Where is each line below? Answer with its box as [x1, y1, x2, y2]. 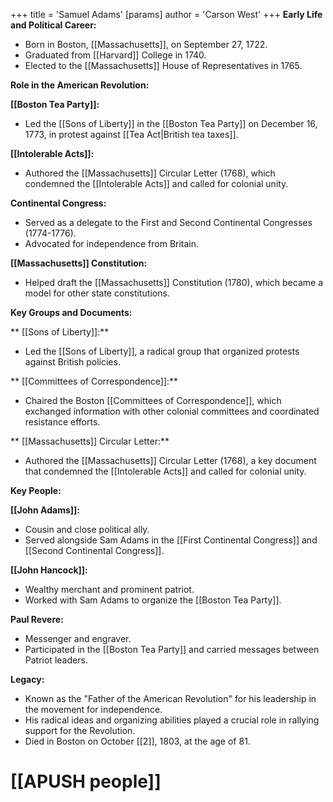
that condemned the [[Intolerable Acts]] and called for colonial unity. [24, 465, 307, 477]
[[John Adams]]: [10, 504, 81, 516]
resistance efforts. [24, 416, 101, 428]
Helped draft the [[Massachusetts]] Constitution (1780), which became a [24, 277, 323, 288]
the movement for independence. [24, 704, 163, 715]
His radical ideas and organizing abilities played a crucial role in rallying [24, 714, 320, 726]
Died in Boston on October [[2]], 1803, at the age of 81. [24, 735, 251, 747]
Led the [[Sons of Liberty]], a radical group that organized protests [24, 345, 300, 357]
